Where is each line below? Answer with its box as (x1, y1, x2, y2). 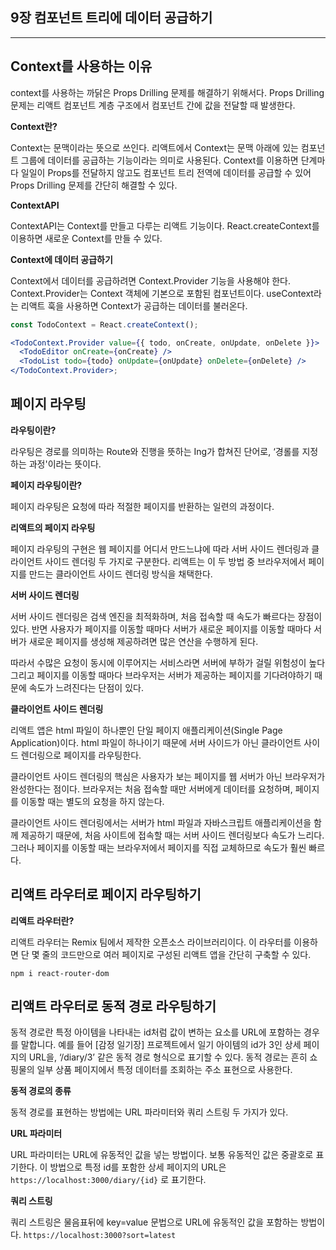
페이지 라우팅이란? (10, 479, 83, 491)
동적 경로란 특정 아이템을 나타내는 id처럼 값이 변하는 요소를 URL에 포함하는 (10, 1026, 302, 1038)
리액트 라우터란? (10, 914, 75, 927)
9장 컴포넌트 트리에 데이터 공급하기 (10, 9, 213, 27)
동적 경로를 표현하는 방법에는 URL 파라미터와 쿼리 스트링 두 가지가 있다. (10, 1106, 289, 1118)
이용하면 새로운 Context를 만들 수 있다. (10, 232, 163, 244)
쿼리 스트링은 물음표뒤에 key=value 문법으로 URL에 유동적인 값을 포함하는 (10, 1216, 299, 1228)
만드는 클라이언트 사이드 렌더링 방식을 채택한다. (28, 568, 213, 580)
